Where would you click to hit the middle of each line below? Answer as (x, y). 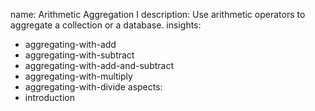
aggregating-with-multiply (78, 76)
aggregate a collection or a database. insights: (106, 25)
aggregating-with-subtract (79, 55)
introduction (49, 97)
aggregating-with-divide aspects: (93, 87)
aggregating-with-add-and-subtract (99, 65)
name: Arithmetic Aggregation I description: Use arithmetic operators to (158, 14)
